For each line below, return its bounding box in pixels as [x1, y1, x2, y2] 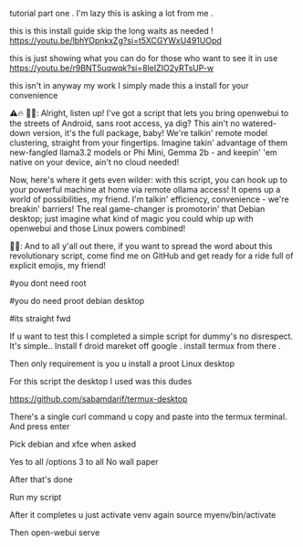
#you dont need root [9, 278, 87, 289]
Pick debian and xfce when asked [9, 438, 137, 449]
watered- [241, 118, 277, 129]
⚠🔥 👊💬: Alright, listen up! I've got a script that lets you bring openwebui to [9, 108, 289, 118]
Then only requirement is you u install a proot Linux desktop [9, 358, 235, 369]
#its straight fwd [9, 313, 71, 323]
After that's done [9, 474, 73, 485]
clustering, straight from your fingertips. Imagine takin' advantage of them [9, 137, 288, 148]
